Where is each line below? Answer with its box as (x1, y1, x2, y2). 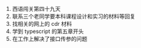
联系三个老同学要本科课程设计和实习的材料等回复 (12, 13, 136, 20)
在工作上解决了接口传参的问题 (12, 35, 87, 42)
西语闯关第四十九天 (12, 5, 61, 12)
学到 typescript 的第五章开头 (12, 28, 84, 35)
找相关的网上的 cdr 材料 (12, 20, 72, 27)
